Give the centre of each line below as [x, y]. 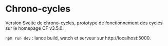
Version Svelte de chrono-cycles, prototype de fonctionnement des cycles [84, 23]
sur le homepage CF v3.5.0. [35, 28]
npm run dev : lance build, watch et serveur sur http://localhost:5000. [78, 38]
